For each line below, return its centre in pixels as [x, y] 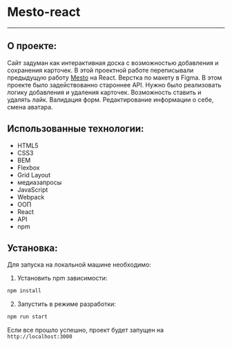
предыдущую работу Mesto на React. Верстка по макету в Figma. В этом [115, 78]
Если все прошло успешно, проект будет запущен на [86, 330]
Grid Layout [33, 175]
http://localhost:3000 [40, 337]
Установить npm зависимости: [62, 278]
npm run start [28, 317]
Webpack [31, 197]
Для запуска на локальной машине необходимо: [79, 265]
